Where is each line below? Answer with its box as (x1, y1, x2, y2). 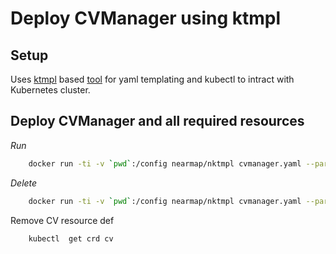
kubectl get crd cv (28, 233, 114, 244)
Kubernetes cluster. (10, 84, 91, 96)
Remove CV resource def (10, 214, 115, 226)
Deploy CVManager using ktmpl (10, 7, 282, 30)
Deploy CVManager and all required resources (10, 113, 305, 130)
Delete (10, 177, 38, 189)
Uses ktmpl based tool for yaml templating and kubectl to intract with (10, 73, 295, 85)
